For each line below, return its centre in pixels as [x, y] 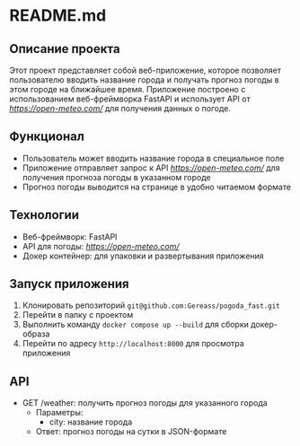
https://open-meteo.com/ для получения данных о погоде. [120, 108]
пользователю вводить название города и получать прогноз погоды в [145, 80]
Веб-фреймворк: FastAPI [70, 236]
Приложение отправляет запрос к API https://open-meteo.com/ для [151, 168]
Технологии [44, 215]
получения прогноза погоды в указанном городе [116, 177]
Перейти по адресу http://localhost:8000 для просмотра [133, 344]
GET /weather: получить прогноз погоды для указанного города [145, 403]
